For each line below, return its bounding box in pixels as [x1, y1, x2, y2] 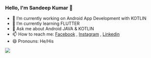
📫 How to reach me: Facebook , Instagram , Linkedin [12, 31, 120, 37]
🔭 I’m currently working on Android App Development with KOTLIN [12, 16, 147, 21]
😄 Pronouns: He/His [12, 39, 54, 44]
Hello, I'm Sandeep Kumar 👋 [5, 4, 73, 11]
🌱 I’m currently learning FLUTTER [12, 20, 80, 26]
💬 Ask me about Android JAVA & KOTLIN [12, 26, 94, 32]
